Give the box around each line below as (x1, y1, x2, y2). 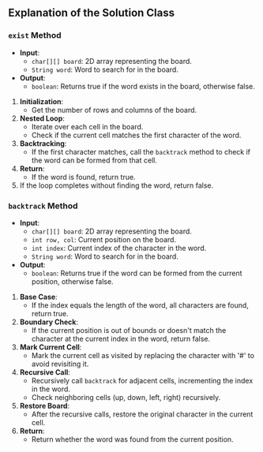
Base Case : (19, 292, 58, 301)
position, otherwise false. (31, 276, 114, 286)
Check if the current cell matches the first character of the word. (31, 130, 242, 140)
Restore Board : (19, 401, 70, 410)
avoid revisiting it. (31, 359, 89, 368)
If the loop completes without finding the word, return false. (19, 181, 214, 190)
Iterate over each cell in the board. (31, 121, 144, 131)
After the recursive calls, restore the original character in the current (31, 409, 254, 419)
